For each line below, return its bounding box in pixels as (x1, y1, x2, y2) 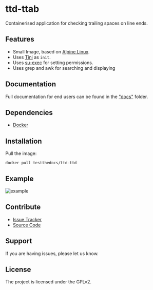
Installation (5, 137, 42, 145)
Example (5, 174, 34, 183)
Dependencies (5, 108, 53, 117)
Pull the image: (5, 150, 37, 157)
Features (5, 35, 34, 44)
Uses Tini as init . (12, 54, 51, 60)
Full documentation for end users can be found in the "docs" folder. (5, 93, 148, 100)
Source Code (12, 222, 41, 228)
